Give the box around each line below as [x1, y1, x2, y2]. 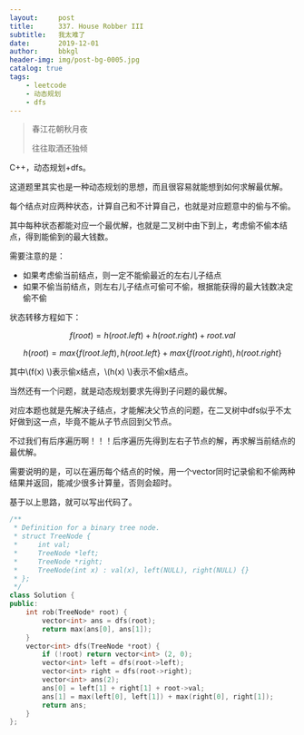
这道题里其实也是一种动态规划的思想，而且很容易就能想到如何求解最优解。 [9, 181, 288, 192]
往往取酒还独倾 [31, 142, 88, 154]
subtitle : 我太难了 [9, 30, 86, 39]
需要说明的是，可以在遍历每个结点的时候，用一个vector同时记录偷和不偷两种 [9, 466, 296, 477]
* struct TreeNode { [13, 532, 92, 541]
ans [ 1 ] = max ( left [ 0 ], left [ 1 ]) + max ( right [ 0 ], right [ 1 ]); [42, 691, 274, 701]
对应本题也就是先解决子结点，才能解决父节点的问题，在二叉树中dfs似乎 [9, 405, 276, 416]
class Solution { [9, 591, 75, 600]
